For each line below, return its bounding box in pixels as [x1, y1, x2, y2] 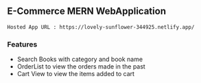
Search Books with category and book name [16, 55, 143, 64]
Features [7, 39, 38, 49]
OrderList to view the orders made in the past [16, 62, 145, 71]
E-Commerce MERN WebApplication [7, 5, 167, 17]
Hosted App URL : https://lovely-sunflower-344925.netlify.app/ [7, 23, 195, 30]
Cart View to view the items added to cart [16, 70, 135, 78]
